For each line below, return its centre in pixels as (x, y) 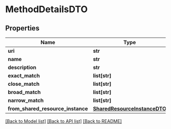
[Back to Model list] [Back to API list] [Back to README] (64, 121)
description (22, 67)
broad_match (24, 92)
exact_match (24, 76)
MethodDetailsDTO (47, 9)
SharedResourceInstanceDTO (130, 109)
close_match (24, 84)
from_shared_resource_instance (48, 109)
